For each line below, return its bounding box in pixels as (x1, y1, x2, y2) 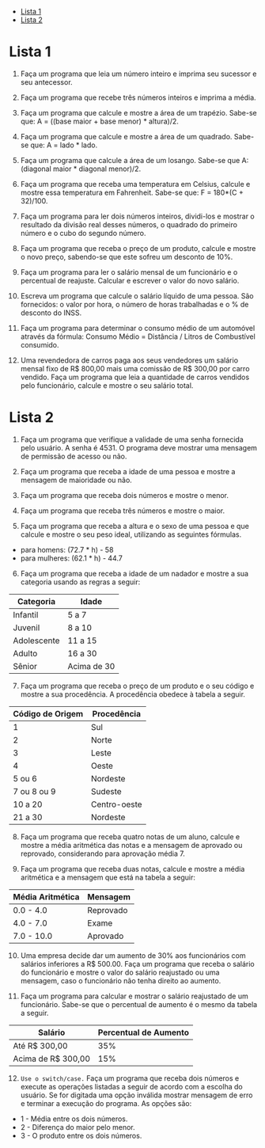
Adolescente (13, 635, 60, 646)
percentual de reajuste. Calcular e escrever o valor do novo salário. (20, 276, 240, 285)
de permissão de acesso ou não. (20, 451, 127, 461)
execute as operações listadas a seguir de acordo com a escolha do (20, 1081, 244, 1091)
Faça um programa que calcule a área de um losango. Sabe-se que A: (20, 155, 249, 165)
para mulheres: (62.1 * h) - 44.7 (20, 553, 123, 563)
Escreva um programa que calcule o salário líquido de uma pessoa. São (20, 291, 254, 300)
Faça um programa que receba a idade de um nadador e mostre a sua (20, 568, 248, 578)
